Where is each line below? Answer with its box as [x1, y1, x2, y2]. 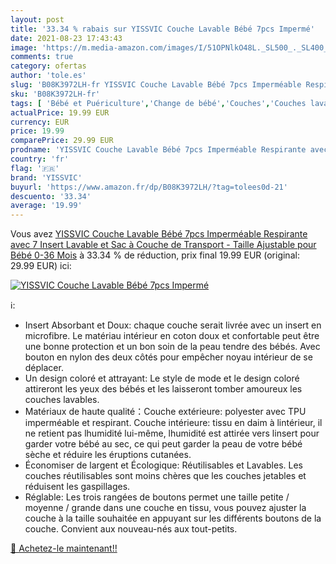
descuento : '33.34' [10, 191, 92, 201]
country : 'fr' [10, 154, 70, 164]
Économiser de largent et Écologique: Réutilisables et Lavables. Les [24, 459, 303, 471]
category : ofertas [10, 61, 87, 71]
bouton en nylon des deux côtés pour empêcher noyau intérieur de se [24, 351, 313, 363]
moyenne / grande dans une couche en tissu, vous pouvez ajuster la [24, 502, 307, 514]
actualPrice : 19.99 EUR [10, 107, 110, 118]
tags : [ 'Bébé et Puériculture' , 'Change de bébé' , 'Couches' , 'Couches [10, 98, 307, 108]
